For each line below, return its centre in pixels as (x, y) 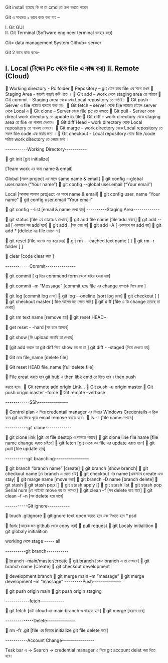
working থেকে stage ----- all (33, 541)
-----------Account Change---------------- (50, 640)
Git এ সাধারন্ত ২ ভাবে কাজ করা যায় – (33, 17)
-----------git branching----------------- (47, 458)
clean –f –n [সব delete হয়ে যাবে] (34, 495)
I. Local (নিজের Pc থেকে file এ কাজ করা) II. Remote (72, 68)
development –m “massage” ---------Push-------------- (63, 581)
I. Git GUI (15, 27)
